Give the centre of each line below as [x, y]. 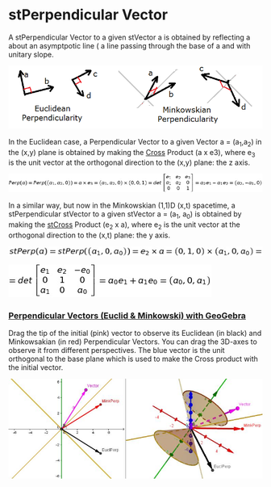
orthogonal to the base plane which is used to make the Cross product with [133, 359]
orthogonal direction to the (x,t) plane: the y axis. [90, 235]
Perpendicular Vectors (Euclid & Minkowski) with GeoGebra [127, 316]
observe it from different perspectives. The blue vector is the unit [117, 351]
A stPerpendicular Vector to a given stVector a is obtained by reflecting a [129, 37]
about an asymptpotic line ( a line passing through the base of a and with [129, 45]
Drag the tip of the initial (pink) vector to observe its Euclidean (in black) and [135, 334]
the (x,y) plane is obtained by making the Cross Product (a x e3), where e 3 [132, 153]
